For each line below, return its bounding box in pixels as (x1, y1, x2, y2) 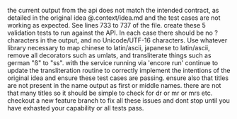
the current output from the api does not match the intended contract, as (7, 6, 219, 14)
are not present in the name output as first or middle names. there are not (7, 81, 221, 89)
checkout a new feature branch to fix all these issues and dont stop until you (7, 96, 230, 105)
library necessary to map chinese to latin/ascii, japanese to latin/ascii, (7, 44, 210, 52)
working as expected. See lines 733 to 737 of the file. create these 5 (7, 21, 207, 29)
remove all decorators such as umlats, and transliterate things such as (7, 51, 212, 59)
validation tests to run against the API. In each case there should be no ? (7, 28, 218, 37)
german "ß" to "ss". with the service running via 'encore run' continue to (7, 59, 218, 67)
